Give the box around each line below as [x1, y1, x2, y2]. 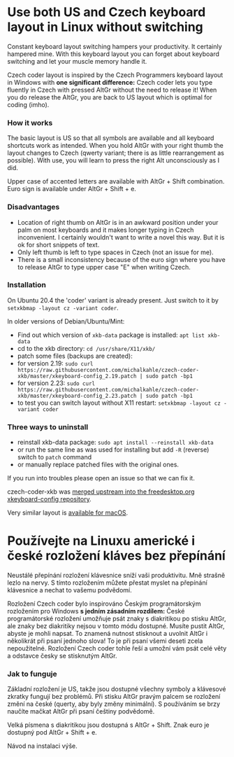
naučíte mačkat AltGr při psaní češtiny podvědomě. [7, 707, 155, 716]
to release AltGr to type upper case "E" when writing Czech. [17, 263, 191, 271]
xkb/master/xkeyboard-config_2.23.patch [17, 392, 137, 399]
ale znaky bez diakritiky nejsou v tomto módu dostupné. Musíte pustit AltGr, [7, 622, 225, 630]
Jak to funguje [7, 669, 57, 679]
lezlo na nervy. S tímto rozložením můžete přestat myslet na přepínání [7, 578, 207, 587]
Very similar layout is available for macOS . [7, 508, 129, 517]
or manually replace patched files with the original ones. [17, 460, 180, 469]
